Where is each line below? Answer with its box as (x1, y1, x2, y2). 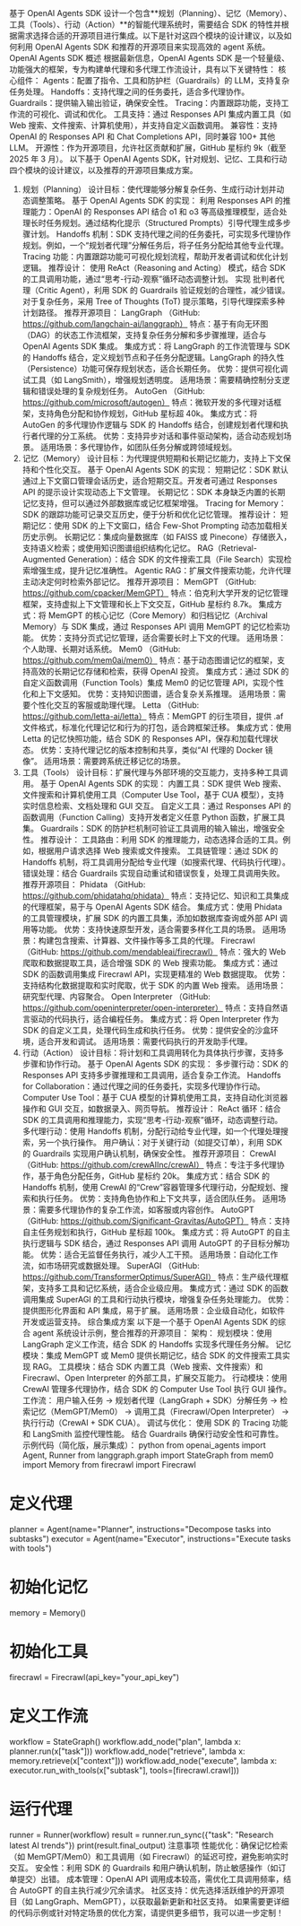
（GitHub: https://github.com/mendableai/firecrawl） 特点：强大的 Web (21, 946, 287, 957)
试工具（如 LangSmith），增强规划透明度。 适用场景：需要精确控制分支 (21, 375, 282, 385)
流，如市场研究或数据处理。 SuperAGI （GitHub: (21, 1260, 200, 1271)
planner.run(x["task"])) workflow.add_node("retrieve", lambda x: (9, 1746, 245, 1756)
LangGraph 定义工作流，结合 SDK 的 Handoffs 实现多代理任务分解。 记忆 (21, 1339, 292, 1349)
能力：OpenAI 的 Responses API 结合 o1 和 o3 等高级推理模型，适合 (30, 206, 279, 217)
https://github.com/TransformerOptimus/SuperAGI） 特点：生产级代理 (21, 1272, 281, 1282)
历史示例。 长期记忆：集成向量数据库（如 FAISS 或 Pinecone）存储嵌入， (21, 532, 292, 542)
